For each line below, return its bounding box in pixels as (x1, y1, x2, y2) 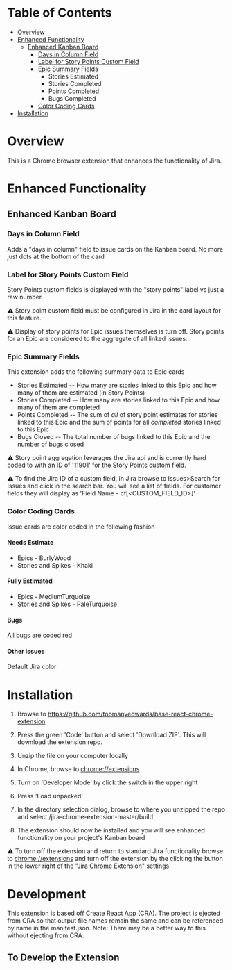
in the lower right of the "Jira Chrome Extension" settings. (7, 862, 171, 870)
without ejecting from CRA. (7, 931, 84, 939)
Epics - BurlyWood (17, 554, 71, 562)
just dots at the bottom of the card (7, 252, 105, 261)
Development (7, 886, 87, 902)
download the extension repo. (17, 738, 102, 746)
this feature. (7, 314, 42, 322)
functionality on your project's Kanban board (17, 834, 145, 842)
